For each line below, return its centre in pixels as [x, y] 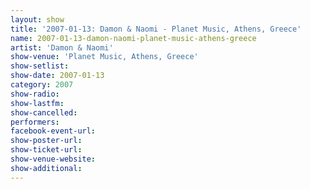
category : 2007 [42, 85]
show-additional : [46, 168]
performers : [35, 122]
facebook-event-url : [53, 131]
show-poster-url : [46, 141]
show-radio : [35, 94]
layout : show [37, 19]
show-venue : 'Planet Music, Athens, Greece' [104, 57]
